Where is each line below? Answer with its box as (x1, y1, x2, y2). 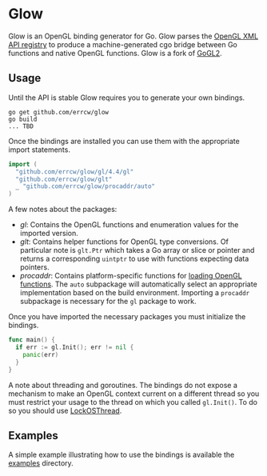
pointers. (19, 262, 50, 272)
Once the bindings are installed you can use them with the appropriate (8, 136, 240, 146)
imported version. (19, 229, 78, 238)
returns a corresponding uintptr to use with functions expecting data (19, 254, 249, 264)
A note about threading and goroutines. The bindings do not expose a (8, 380, 238, 390)
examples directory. (8, 458, 74, 468)
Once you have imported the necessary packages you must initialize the (8, 312, 246, 322)
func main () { (8, 336, 56, 344)
